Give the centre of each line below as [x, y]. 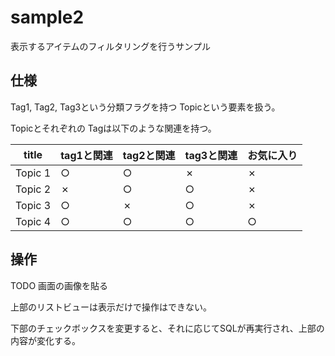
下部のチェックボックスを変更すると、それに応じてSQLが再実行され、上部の [167, 328]
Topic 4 [33, 221]
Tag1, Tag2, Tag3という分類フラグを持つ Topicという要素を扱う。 [145, 107]
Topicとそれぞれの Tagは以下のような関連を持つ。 [113, 128]
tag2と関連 [149, 155]
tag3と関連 [211, 155]
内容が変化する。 [45, 340]
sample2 [47, 17]
